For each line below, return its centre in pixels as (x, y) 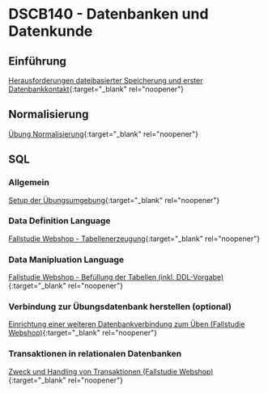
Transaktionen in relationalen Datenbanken (95, 354)
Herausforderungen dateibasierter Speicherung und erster (106, 80)
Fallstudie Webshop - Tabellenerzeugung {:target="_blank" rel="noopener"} (134, 239)
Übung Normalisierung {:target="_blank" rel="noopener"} (103, 133)
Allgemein (29, 183)
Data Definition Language (60, 221)
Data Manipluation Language (66, 260)
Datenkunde (51, 31)
